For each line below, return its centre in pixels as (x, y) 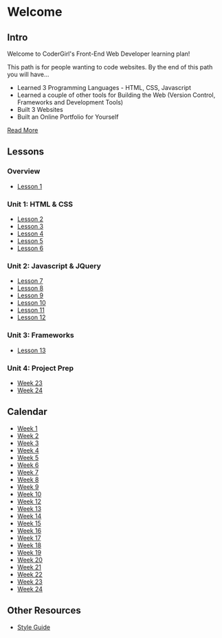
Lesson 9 (30, 295)
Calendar (27, 412)
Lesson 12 (31, 317)
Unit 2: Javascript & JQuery (54, 266)
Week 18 (29, 545)
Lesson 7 (30, 281)
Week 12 (29, 501)
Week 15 (29, 523)
